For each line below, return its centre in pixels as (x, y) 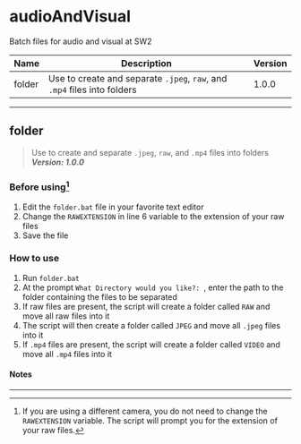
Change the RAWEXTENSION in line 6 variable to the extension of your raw (153, 216)
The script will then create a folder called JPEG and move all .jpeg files (151, 325)
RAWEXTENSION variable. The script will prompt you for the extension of (150, 421)
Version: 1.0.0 (58, 162)
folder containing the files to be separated (99, 296)
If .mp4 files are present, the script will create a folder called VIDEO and (151, 344)
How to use (34, 259)
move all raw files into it (66, 316)
